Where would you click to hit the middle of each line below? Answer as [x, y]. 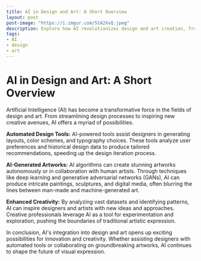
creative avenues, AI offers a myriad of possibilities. [70, 122]
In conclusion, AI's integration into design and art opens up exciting [89, 232]
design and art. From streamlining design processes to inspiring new [91, 116]
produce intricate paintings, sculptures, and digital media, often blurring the [99, 184]
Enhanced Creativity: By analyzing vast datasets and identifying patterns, [98, 202]
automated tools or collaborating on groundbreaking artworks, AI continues [99, 245]
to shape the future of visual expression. [56, 251]
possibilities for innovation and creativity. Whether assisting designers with [98, 239]
